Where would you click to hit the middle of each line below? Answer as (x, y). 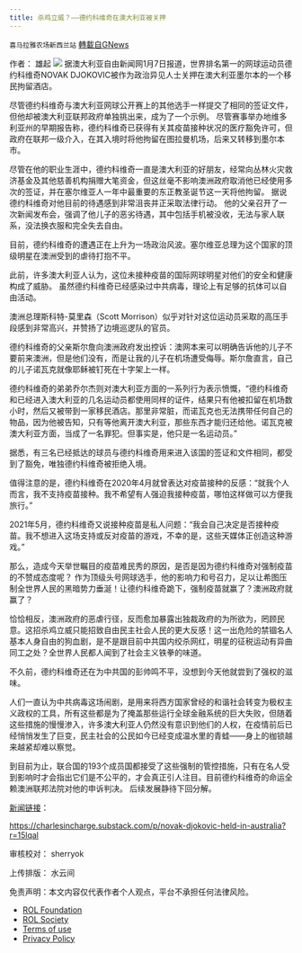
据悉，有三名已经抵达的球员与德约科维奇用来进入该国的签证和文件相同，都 (147, 452)
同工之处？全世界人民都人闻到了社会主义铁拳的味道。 (108, 652)
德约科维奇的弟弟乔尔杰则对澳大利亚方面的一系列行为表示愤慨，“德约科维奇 (149, 388)
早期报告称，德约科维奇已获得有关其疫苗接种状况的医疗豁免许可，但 (166, 128)
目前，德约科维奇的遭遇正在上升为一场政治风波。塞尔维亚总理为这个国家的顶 (151, 245)
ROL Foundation (52, 910)
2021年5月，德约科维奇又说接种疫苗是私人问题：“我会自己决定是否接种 (141, 524)
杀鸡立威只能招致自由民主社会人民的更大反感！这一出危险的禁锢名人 (166, 629)
